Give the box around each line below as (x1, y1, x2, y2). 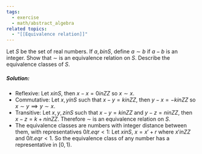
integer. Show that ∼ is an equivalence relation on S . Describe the (6, 54, 171, 62)
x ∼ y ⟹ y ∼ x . (15, 103, 56, 110)
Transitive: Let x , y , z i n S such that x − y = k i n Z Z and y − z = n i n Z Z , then (15, 109, 192, 117)
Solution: (6, 74, 30, 82)
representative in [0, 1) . (15, 141, 73, 149)
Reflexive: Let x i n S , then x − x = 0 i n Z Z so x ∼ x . (15, 90, 135, 97)
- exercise (11, 14, 39, 21)
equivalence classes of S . (6, 61, 71, 68)
